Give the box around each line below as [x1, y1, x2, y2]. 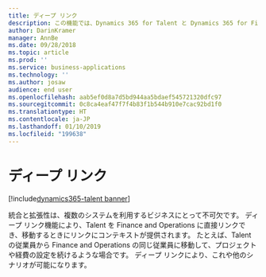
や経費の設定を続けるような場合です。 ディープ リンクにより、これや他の [8, 250, 247, 259]
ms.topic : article [8, 49, 69, 57]
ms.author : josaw [8, 78, 66, 86]
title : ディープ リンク [8, 11, 78, 20]
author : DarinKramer [8, 26, 77, 34]
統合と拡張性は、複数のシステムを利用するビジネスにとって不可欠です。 [8, 210, 244, 220]
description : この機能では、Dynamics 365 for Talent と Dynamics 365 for [8, 19, 248, 27]
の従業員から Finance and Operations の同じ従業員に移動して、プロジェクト [8, 240, 257, 249]
